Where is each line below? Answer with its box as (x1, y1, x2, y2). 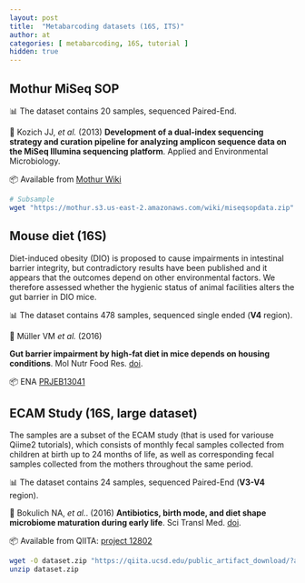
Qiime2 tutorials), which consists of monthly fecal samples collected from (9, 439, 284, 450)
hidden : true (9, 47, 59, 56)
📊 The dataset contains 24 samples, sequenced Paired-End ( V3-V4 (9, 477, 265, 488)
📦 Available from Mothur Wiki (9, 174, 122, 185)
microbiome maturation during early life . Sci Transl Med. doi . (9, 518, 242, 528)
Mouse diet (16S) (9, 228, 107, 244)
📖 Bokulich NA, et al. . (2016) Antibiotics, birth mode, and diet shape (9, 508, 267, 518)
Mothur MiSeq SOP (9, 81, 120, 96)
